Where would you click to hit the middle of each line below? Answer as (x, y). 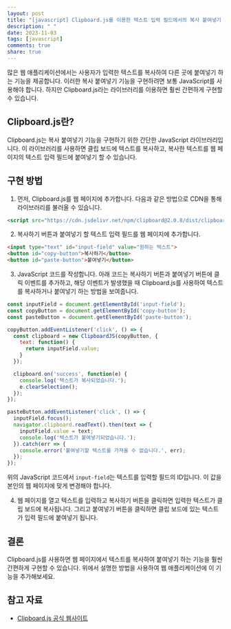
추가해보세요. (37, 576)
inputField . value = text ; (57, 431)
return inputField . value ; (62, 349)
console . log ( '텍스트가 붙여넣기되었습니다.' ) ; (78, 438)
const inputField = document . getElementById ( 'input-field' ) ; (97, 304)
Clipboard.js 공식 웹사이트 (52, 618)
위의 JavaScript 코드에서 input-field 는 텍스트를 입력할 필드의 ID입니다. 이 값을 (114, 477)
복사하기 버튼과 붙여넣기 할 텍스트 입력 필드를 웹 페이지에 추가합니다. (109, 234)
